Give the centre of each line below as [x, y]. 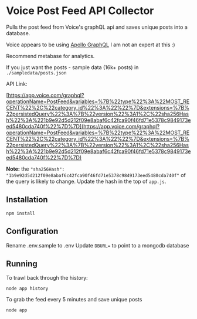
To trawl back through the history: [47, 278]
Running [22, 264]
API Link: [17, 84]
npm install [21, 213]
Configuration [32, 231]
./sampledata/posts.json [36, 73]
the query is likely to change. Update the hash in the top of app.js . [86, 181]
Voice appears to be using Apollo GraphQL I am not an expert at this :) [91, 45]
